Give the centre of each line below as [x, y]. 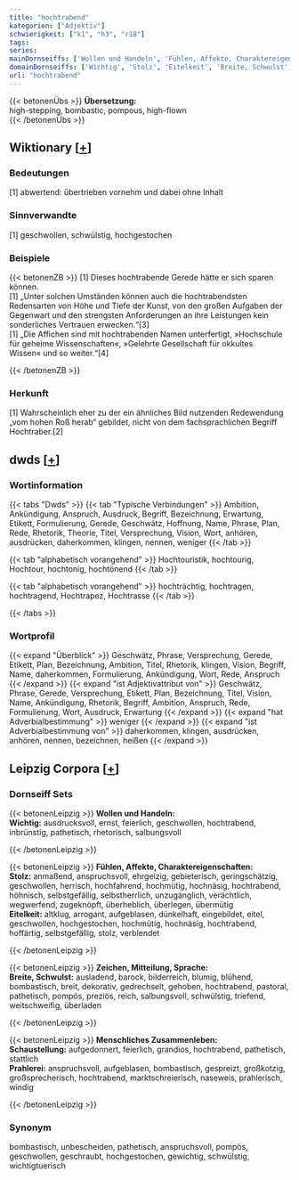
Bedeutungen [39, 173]
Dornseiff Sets [41, 793]
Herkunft [29, 393]
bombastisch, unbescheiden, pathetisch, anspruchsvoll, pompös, [129, 1147]
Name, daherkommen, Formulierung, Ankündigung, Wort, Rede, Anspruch [145, 674]
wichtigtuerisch [38, 1166]
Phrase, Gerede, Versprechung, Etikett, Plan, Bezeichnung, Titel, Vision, [141, 693]
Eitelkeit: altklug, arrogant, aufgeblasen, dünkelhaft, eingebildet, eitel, [137, 914]
